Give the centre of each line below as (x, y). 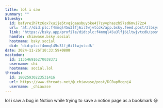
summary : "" (17, 14)
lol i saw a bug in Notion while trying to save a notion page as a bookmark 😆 (81, 100)
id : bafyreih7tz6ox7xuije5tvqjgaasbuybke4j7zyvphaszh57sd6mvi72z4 (78, 23)
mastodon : (15, 55)
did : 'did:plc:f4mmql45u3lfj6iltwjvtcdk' (52, 46)
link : (15, 32)
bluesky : (14, 18)
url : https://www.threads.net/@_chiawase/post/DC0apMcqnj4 (70, 82)
